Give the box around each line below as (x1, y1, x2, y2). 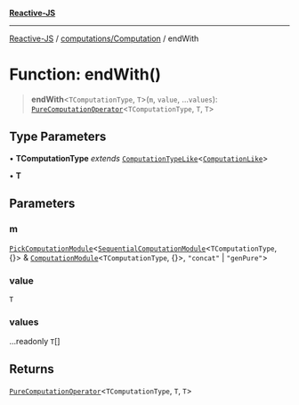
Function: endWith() (9, 64, 162, 85)
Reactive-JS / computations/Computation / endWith (9, 33, 199, 44)
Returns (9, 361, 55, 377)
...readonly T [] (9, 336, 61, 347)
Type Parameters (9, 129, 107, 145)
